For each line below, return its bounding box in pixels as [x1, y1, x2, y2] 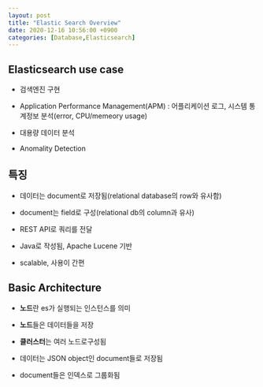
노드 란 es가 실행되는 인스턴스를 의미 [19, 303, 131, 312]
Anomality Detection [19, 143, 87, 154]
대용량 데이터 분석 [19, 128, 75, 138]
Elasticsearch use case [8, 62, 124, 76]
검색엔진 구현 [19, 84, 61, 95]
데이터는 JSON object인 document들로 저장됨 [19, 353, 164, 363]
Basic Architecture [8, 281, 102, 295]
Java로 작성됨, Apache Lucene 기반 [19, 241, 132, 251]
